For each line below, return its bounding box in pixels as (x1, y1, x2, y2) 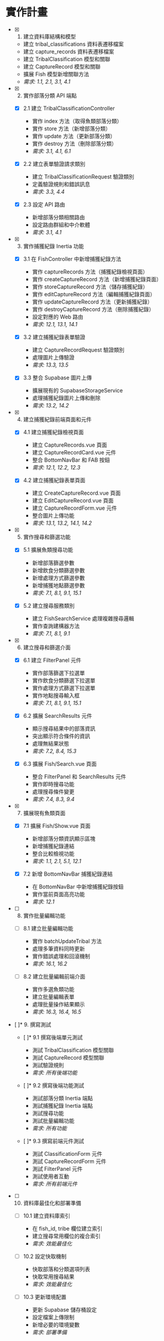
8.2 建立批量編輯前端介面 (23, 973, 86, 980)
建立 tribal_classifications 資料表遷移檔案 (23, 40, 124, 47)
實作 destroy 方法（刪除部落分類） (32, 140, 117, 147)
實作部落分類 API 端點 (23, 91, 77, 99)
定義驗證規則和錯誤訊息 (32, 181, 90, 188)
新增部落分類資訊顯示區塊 (32, 835, 96, 842)
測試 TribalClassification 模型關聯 (32, 1046, 114, 1054)
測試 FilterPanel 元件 (32, 1165, 83, 1172)
